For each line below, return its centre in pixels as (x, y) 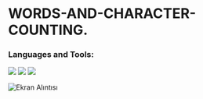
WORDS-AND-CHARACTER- (102, 14)
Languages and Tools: (51, 55)
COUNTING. (48, 30)
